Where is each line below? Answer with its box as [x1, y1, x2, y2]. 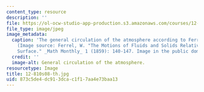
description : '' [6, 15, 47, 21]
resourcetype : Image [6, 65, 59, 71]
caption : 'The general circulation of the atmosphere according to [12, 37, 186, 43]
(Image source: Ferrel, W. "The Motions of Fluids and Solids [17, 43, 178, 49]
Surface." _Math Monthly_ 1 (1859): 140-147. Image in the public [17, 48, 189, 54]
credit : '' [12, 54, 39, 60]
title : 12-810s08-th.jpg [6, 71, 69, 77]
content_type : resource [6, 8, 67, 15]
